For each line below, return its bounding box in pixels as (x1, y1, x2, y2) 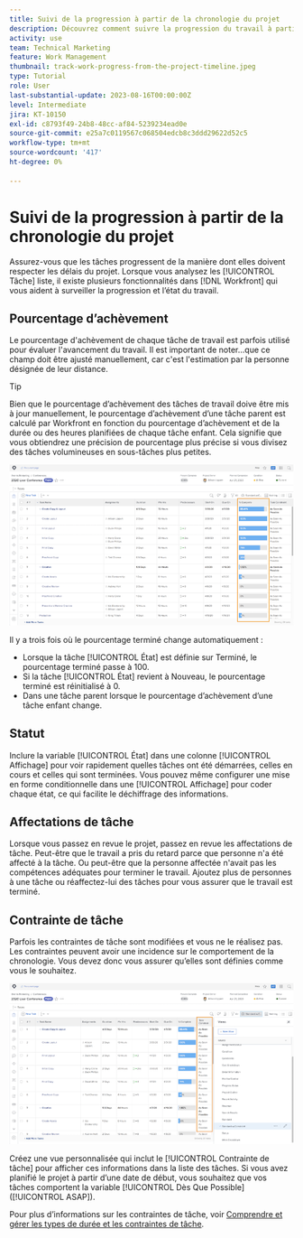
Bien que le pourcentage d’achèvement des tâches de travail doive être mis (9, 398, 289, 410)
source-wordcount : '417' (9, 148, 103, 157)
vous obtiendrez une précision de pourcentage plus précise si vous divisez (9, 437, 288, 448)
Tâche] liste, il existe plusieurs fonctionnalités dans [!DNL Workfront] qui (9, 275, 278, 286)
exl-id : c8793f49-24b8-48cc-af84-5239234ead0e (9, 119, 188, 128)
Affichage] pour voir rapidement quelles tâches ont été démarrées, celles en (9, 759, 293, 770)
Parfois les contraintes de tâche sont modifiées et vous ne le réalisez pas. (9, 936, 284, 947)
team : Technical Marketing (9, 43, 111, 52)
